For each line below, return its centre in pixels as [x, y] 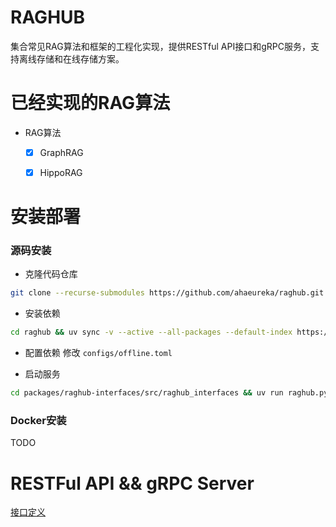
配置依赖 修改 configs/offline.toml [98, 353]
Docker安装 [38, 421]
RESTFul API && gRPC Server [132, 483]
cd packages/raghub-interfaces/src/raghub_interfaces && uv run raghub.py [169, 393]
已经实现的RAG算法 [90, 103]
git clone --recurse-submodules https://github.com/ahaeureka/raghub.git [167, 293]
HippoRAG [61, 172]
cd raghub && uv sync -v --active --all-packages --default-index [151, 332]
